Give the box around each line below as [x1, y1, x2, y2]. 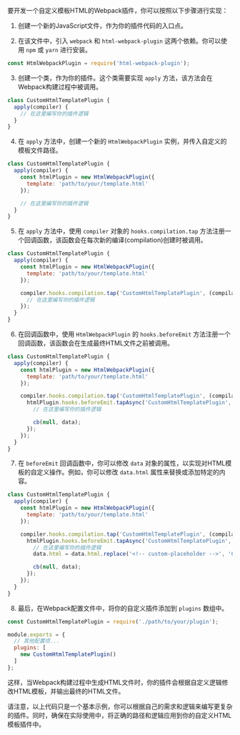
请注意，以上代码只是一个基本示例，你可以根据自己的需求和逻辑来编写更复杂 [7, 702, 233, 711]
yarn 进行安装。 [45, 46, 91, 54]
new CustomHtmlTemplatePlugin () [20, 651, 116, 659]
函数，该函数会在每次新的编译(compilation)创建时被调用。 [36, 236, 207, 244]
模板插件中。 [7, 720, 45, 729]
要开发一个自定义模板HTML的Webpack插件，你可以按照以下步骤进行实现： [7, 6, 229, 14]
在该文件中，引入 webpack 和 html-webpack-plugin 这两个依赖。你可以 [17, 36, 221, 45]
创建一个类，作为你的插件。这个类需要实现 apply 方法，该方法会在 [17, 74, 213, 82]
